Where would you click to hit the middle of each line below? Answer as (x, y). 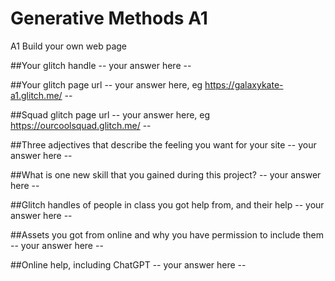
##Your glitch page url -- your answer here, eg (106, 84)
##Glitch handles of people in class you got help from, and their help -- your (167, 204)
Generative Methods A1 (109, 18)
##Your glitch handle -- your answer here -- (101, 65)
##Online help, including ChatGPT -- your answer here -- (128, 264)
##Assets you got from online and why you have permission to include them (167, 234)
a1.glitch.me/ (36, 95)
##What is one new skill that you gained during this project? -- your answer (166, 174)
